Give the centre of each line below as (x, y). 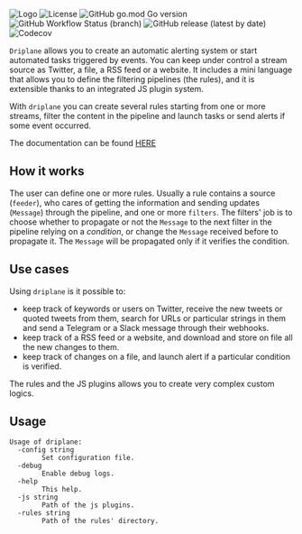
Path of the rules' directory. (101, 521)
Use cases (39, 269)
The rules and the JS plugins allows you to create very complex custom (142, 383)
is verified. (42, 366)
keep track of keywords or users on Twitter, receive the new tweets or (152, 308)
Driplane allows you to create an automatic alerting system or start (133, 51)
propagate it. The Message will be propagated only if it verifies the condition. (150, 241)
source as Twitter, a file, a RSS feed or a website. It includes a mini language (151, 69)
